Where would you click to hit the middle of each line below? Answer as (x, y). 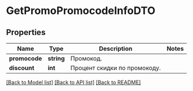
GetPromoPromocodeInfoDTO (81, 11)
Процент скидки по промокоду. (116, 68)
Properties (26, 32)
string (56, 58)
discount (22, 68)
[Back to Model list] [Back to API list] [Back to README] (74, 82)
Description (116, 49)
